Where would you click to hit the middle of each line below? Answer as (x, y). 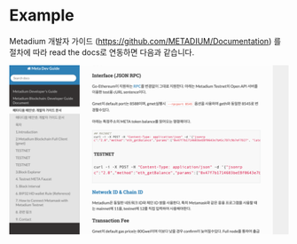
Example (42, 16)
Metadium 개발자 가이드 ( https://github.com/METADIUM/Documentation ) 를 (145, 41)
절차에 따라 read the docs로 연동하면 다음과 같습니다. (102, 52)
